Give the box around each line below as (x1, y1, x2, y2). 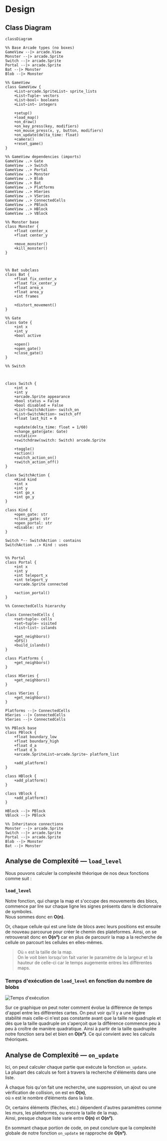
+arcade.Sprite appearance (14, 394, 70, 399)
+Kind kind (14, 477, 37, 482)
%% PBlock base (5, 726, 37, 731)
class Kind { (5, 507, 32, 512)
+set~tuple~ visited (14, 621, 57, 626)
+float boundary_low (14, 734, 57, 739)
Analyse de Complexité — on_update (5, 1051, 119, 1059)
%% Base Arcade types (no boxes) (5, 45, 75, 50)
